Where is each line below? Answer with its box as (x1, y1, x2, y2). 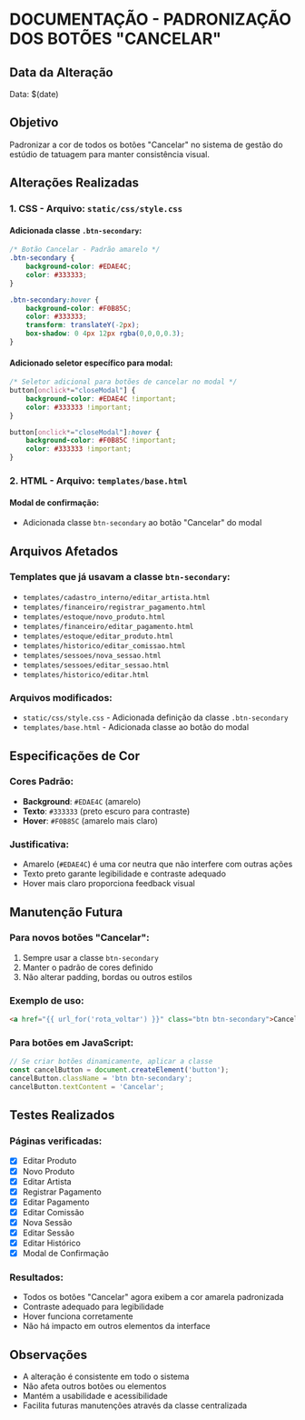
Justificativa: (9, 837, 70, 850)
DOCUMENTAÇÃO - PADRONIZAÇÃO (9, 9, 292, 30)
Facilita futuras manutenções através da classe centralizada (22, 1400, 248, 1411)
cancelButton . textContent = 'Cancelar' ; (9, 1082, 165, 1091)
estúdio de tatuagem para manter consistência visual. (9, 148, 211, 159)
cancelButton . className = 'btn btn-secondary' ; (9, 1074, 193, 1084)
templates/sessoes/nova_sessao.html (22, 651, 162, 660)
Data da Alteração (9, 65, 113, 80)
